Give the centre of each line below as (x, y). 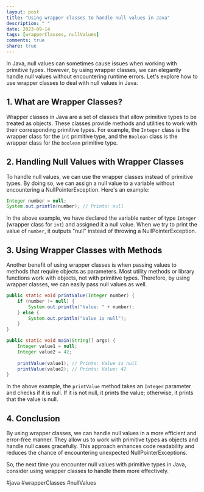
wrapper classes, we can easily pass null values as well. (77, 284)
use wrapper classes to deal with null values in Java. (72, 82)
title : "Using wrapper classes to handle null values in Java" (88, 18)
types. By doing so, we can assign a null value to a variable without (90, 183)
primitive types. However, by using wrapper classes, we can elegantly (94, 70)
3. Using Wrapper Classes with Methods (84, 250)
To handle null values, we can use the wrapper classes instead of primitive (100, 176)
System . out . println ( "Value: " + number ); (82, 307)
